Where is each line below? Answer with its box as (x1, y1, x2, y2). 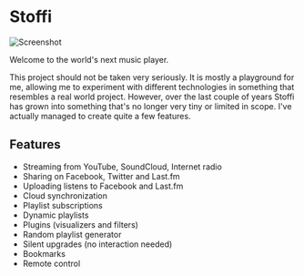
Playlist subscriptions (22, 199, 103, 210)
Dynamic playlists (22, 210, 89, 220)
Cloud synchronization (22, 189, 107, 201)
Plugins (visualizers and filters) (22, 219, 139, 230)
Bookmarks (22, 248, 66, 259)
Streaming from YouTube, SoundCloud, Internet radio (22, 161, 223, 172)
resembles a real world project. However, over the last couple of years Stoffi (9, 91, 295, 102)
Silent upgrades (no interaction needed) (22, 239, 173, 250)
